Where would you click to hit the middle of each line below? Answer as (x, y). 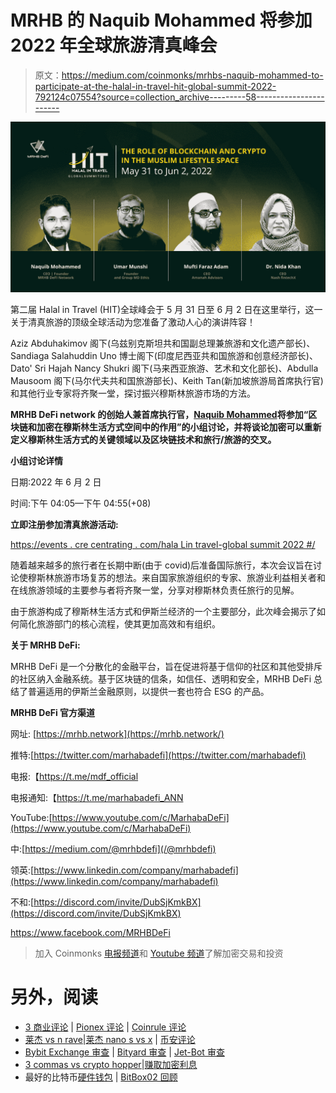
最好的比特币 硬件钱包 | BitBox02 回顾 (101, 1077)
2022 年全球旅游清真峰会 (114, 45)
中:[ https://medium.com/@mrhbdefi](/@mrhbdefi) (113, 848)
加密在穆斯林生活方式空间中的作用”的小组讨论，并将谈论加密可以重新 (179, 427)
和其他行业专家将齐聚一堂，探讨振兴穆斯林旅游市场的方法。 (133, 393)
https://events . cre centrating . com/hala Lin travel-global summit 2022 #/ (163, 544)
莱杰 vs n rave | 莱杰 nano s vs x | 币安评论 (110, 1039)
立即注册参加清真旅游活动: (64, 524)
